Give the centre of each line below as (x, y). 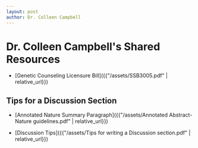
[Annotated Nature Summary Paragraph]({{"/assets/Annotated (91, 115)
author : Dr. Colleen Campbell (44, 17)
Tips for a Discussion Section (62, 101)
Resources (33, 59)
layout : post (22, 12)
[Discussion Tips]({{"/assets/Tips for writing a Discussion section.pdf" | (103, 133)
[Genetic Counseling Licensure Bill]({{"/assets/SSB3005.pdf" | (91, 75)
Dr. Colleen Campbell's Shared (83, 47)
